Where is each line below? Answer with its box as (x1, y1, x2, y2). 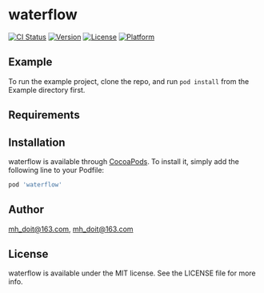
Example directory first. (8, 85, 86, 94)
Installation (8, 135, 66, 149)
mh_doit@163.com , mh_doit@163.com (8, 224, 134, 234)
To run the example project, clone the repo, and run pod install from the (8, 76, 250, 86)
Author (8, 203, 44, 217)
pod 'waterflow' (8, 180, 62, 189)
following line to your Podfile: (8, 165, 105, 175)
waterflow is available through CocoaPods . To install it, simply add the (8, 156, 240, 166)
